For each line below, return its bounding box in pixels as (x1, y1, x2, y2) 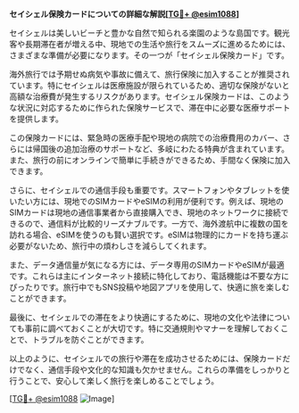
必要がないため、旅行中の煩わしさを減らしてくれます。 (9, 241, 212, 251)
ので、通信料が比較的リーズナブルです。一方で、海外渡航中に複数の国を (24, 219, 289, 228)
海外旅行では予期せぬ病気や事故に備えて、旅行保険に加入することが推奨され (9, 69, 290, 79)
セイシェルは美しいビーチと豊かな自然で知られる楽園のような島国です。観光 (9, 28, 290, 38)
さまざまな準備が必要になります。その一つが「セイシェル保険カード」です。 (9, 50, 290, 61)
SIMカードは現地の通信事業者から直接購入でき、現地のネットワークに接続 (9, 207, 281, 218)
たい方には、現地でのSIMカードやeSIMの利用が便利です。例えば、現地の (16, 196, 284, 206)
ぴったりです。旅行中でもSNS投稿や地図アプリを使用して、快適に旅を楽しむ (9, 282, 290, 293)
